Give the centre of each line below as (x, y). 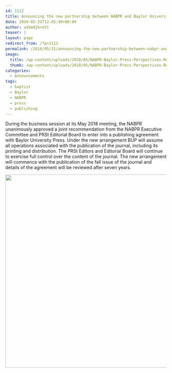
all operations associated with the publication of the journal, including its (82, 146)
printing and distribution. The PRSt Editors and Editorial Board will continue (84, 151)
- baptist (20, 87)
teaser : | (16, 33)
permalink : (17, 49)
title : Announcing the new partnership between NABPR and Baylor (76, 16)
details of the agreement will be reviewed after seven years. (68, 168)
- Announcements (27, 76)
